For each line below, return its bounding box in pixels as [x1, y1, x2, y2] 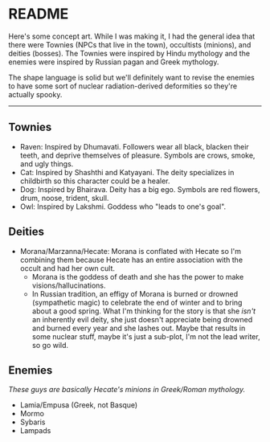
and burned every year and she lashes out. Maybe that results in [31, 323, 246, 333]
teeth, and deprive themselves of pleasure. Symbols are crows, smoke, [19, 150, 256, 160]
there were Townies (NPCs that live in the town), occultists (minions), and [8, 39, 252, 49]
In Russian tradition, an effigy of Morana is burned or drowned [31, 289, 239, 298]
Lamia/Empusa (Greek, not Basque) [19, 400, 138, 410]
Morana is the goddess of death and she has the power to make [31, 272, 244, 281]
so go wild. [31, 340, 69, 350]
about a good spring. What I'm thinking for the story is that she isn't [31, 306, 256, 316]
